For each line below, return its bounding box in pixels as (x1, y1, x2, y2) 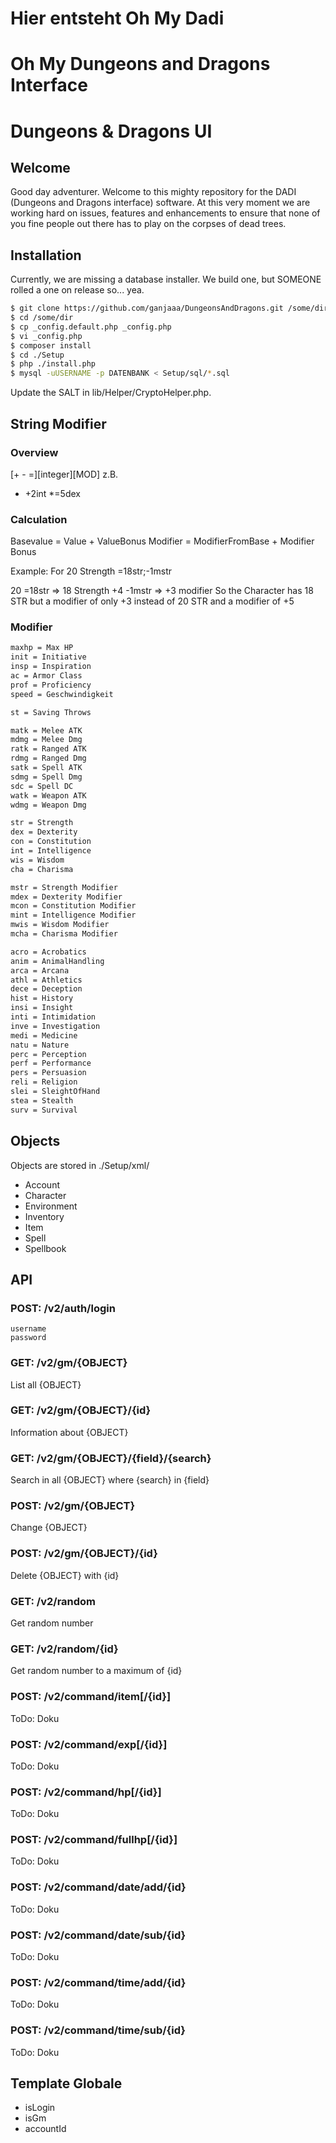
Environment (24, 1200, 78, 1212)
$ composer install (10, 340, 92, 351)
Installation (10, 247, 82, 264)
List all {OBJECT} (10, 1378, 82, 1391)
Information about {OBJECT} (10, 1426, 129, 1438)
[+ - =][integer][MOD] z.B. (10, 468, 119, 480)
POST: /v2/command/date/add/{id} (10, 1880, 187, 1894)
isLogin (24, 2102, 56, 2114)
